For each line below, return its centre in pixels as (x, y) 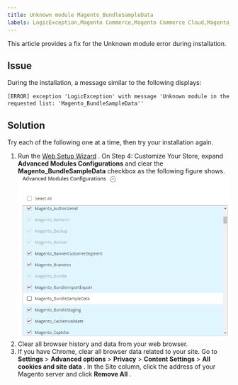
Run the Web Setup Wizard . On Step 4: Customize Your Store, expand (120, 156)
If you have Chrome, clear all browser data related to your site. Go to (117, 351)
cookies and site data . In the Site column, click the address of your (117, 366)
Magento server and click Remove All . (74, 374)
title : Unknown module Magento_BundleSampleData (80, 15)
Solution (26, 125)
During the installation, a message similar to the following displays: (104, 83)
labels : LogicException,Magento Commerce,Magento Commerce (96, 22)
